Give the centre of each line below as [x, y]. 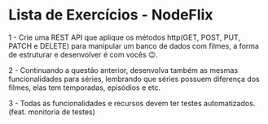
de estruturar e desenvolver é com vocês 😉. [83, 54]
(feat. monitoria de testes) [52, 112]
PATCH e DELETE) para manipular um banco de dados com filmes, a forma [134, 45]
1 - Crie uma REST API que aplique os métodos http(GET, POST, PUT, [125, 37]
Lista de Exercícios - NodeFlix [111, 15]
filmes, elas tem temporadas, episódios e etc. [85, 88]
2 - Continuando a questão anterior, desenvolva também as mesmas [123, 70]
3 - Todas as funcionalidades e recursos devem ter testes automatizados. [132, 103]
